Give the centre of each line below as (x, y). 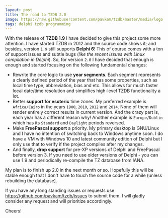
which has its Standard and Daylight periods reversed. (69, 123)
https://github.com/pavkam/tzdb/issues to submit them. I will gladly (75, 196)
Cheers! (13, 211)
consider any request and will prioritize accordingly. (59, 201)
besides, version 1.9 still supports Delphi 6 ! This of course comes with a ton (84, 49)
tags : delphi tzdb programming (38, 24)
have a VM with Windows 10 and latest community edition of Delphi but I (87, 139)
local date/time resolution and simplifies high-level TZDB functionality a (87, 91)
